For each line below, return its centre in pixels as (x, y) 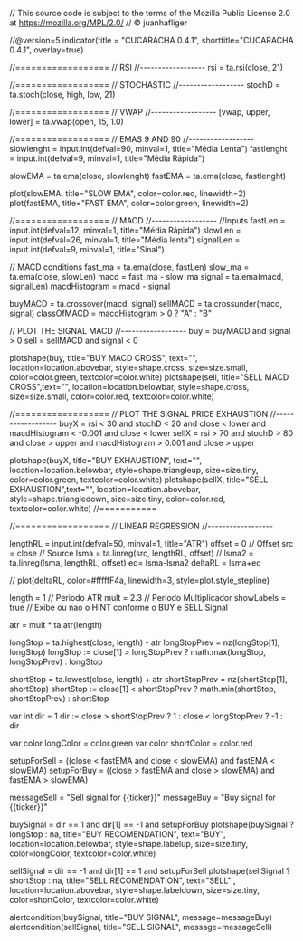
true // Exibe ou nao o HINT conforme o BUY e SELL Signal (119, 607)
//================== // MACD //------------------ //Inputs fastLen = (147, 220)
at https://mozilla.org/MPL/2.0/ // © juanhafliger (99, 23)
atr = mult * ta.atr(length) (56, 625)
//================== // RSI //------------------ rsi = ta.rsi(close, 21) (146, 67)
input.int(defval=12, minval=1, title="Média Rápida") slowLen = (125, 230)
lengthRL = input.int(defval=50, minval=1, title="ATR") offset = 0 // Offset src (151, 543)
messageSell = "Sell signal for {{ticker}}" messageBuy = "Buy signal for (142, 797)
